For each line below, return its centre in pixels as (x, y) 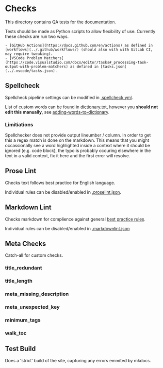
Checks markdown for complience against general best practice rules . (75, 219)
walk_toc (16, 333)
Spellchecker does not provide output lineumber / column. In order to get (78, 135)
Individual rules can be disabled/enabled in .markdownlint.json (67, 228)
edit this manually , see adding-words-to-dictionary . (57, 112)
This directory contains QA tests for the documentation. (61, 22)
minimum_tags (23, 320)
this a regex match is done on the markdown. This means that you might (77, 140)
